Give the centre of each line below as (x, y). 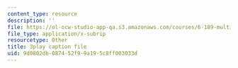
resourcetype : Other (38, 40)
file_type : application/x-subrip (57, 34)
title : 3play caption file (47, 47)
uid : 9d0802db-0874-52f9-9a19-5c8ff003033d (73, 54)
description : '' (31, 21)
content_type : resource (42, 14)
